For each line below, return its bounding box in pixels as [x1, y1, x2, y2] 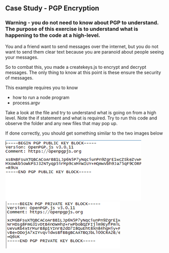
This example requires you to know [5, 85, 78, 91]
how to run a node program [12, 94, 70, 100]
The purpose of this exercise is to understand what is [5, 25, 139, 32]
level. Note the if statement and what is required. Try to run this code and [5, 115, 157, 121]
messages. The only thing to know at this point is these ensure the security [5, 69, 161, 75]
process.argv [12, 100, 40, 106]
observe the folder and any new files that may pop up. [5, 120, 118, 126]
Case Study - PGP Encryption [5, 4, 99, 13]
